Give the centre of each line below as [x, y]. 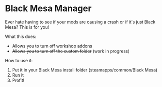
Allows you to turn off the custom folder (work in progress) [71, 51]
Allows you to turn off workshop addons [52, 46]
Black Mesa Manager [48, 9]
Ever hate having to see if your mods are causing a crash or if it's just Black [80, 22]
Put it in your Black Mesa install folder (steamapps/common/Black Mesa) [85, 70]
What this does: [21, 36]
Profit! [18, 80]
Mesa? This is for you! [27, 27]
